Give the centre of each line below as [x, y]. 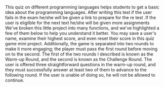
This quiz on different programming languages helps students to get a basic [82, 7]
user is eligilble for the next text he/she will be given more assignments [77, 23]
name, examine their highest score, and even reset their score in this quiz [80, 38]
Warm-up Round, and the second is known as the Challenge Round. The [79, 59]
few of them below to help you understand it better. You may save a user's [81, 33]
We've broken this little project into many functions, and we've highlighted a [82, 28]
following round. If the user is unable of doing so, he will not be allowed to [80, 75]
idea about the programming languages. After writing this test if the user [79, 12]
